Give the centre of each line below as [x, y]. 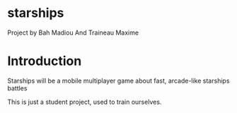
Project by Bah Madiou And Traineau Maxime [73, 32]
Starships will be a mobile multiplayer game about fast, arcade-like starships [118, 81]
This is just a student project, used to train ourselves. [85, 102]
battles [17, 88]
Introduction [45, 61]
